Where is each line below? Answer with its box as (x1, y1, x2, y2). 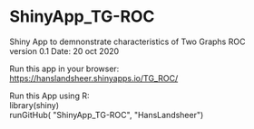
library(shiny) (9, 99, 60, 110)
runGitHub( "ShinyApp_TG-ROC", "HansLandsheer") (9, 109, 204, 120)
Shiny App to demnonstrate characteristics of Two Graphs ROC (9, 36, 246, 47)
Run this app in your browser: (9, 63, 120, 74)
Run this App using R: (9, 90, 90, 101)
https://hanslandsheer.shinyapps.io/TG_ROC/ (9, 72, 179, 83)
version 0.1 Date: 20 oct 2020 (9, 45, 120, 56)
